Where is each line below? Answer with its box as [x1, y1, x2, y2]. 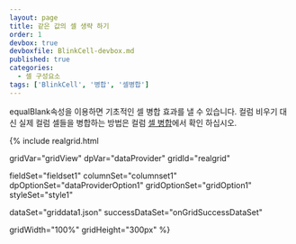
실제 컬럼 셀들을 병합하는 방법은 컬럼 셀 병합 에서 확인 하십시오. [18, 117, 238, 128]
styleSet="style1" [9, 189, 74, 200]
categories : [9, 64, 54, 73]
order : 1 [9, 30, 42, 39]
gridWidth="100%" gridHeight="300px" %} [9, 224, 171, 235]
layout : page [9, 13, 58, 23]
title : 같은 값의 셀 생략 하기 [9, 22, 110, 31]
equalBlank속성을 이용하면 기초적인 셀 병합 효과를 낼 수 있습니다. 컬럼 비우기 [9, 105, 278, 117]
